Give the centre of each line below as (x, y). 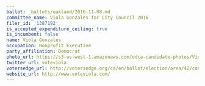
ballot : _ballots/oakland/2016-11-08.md (59, 12)
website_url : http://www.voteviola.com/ (59, 74)
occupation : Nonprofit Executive (49, 46)
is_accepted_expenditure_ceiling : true (57, 29)
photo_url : (20, 57)
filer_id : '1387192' (33, 23)
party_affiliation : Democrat (43, 51)
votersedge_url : (27, 68)
